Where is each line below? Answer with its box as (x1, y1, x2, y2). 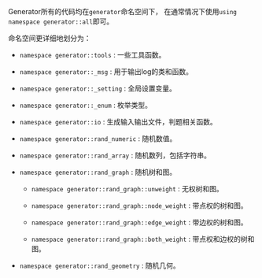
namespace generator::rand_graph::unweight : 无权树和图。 (31, 184, 224, 193)
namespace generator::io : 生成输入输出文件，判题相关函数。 (19, 117, 218, 126)
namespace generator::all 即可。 (8, 17, 114, 26)
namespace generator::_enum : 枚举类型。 (19, 101, 152, 109)
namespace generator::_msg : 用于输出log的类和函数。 (19, 67, 194, 76)
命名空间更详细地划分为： (8, 34, 91, 43)
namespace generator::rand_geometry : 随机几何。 (19, 261, 181, 270)
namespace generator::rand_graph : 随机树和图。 (19, 168, 177, 176)
